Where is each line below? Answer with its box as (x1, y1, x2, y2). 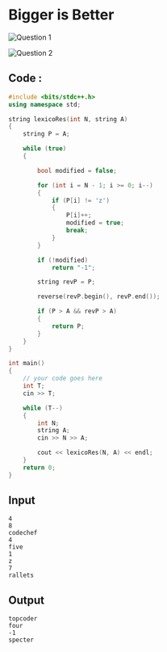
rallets (8, 571, 35, 579)
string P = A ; (23, 130, 70, 138)
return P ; (51, 322, 85, 330)
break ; (65, 226, 89, 234)
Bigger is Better (8, 6, 115, 24)
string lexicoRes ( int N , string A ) (8, 115, 128, 123)
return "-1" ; (51, 263, 95, 271)
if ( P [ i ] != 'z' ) (51, 196, 111, 204)
